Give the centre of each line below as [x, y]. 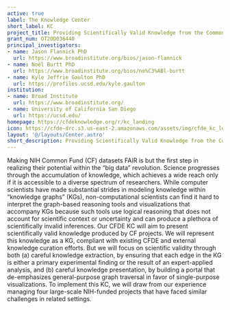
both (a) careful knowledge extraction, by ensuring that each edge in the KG [114, 255]
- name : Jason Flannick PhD [47, 52]
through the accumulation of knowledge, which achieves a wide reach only [113, 175]
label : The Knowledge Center [49, 20]
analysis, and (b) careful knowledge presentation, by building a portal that [111, 270]
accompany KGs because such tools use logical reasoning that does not [109, 212]
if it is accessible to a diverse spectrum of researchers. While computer [108, 182]
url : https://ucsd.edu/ [47, 115]
